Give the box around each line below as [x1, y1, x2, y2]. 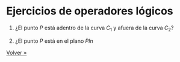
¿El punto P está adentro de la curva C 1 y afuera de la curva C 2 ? [14, 24, 174, 33]
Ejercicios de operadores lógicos [6, 4, 173, 18]
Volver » [6, 49, 27, 56]
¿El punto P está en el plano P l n [14, 37, 93, 45]
